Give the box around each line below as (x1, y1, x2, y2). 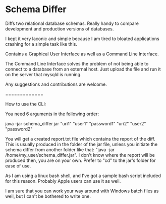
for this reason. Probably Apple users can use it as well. (5, 178, 121, 184)
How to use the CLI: (5, 100, 46, 107)
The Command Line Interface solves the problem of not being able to (5, 60, 149, 66)
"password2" (5, 126, 33, 132)
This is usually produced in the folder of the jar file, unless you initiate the (5, 141, 158, 147)
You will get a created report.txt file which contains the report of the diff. (5, 135, 155, 142)
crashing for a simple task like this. (5, 41, 77, 47)
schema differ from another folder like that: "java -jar (5, 146, 115, 153)
